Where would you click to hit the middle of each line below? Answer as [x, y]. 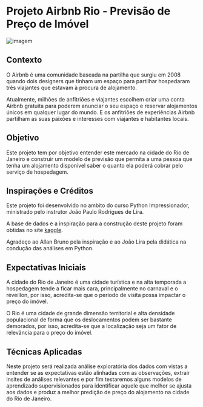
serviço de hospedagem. [37, 172]
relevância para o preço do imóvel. [49, 333]
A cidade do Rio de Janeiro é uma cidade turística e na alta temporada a [96, 282]
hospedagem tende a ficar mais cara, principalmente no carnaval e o [92, 289]
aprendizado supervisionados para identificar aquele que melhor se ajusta [99, 386]
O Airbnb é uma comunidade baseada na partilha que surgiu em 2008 [93, 75]
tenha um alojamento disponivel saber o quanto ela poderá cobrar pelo [95, 165]
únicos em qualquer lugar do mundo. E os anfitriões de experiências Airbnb [101, 112]
